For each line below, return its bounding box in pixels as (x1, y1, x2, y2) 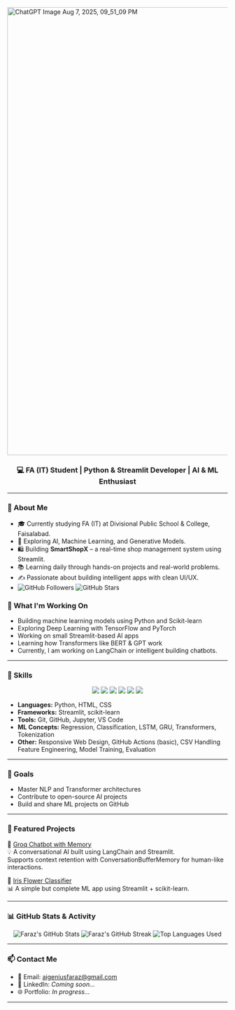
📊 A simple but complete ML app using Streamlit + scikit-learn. (7, 884, 190, 892)
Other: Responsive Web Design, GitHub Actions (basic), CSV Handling (17, 738, 220, 746)
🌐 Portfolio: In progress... (17, 988, 90, 996)
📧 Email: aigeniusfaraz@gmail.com (17, 973, 117, 981)
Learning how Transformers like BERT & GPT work (17, 638, 163, 647)
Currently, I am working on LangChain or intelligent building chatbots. (17, 646, 218, 654)
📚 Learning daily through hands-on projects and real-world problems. (17, 563, 220, 571)
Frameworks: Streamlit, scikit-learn (17, 708, 120, 717)
